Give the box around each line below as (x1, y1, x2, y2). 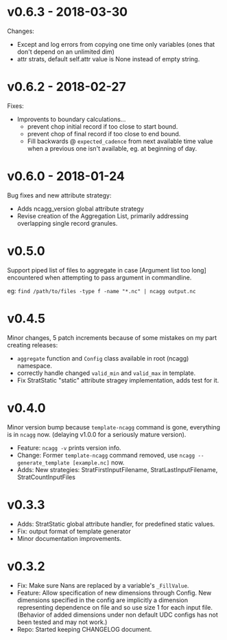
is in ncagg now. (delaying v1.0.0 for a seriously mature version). (7, 430, 187, 438)
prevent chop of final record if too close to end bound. (27, 129, 181, 138)
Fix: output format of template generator (16, 527, 132, 535)
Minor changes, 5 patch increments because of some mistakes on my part (7, 333, 217, 341)
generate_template (16, 459, 70, 467)
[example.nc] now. (72, 458, 125, 467)
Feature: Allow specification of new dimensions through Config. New (16, 588, 212, 597)
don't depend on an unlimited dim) (16, 47, 115, 56)
